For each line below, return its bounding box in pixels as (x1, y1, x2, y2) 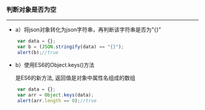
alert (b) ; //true (17, 50, 59, 56)
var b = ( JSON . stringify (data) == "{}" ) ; (17, 44, 124, 50)
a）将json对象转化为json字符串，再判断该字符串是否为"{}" (15, 26, 162, 33)
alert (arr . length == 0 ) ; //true (17, 97, 97, 104)
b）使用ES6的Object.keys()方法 (15, 61, 95, 68)
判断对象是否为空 (6, 5, 57, 13)
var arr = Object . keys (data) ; (17, 92, 95, 98)
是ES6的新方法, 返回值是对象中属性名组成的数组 (15, 74, 135, 81)
